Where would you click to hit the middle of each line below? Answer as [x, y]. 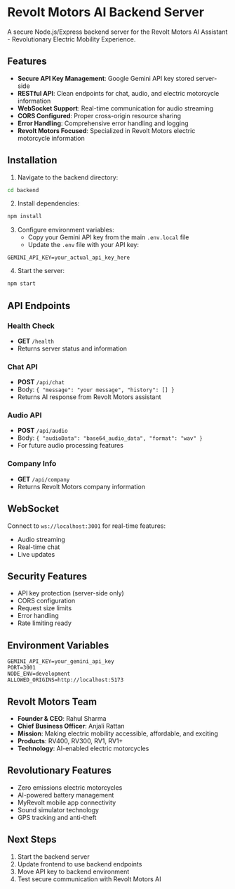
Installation [32, 160]
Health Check [31, 326]
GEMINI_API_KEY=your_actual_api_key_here [69, 258]
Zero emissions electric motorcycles [70, 787]
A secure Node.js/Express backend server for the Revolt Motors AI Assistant [117, 32]
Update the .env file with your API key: [83, 245]
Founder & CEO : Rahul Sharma [62, 719]
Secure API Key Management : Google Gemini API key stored [106, 78]
